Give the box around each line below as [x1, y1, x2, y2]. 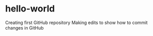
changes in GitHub [5, 24, 44, 30]
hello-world [5, 3, 55, 14]
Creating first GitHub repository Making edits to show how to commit [5, 19, 148, 25]
